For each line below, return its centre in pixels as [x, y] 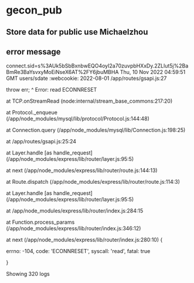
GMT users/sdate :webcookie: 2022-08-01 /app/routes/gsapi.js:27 [86, 78]
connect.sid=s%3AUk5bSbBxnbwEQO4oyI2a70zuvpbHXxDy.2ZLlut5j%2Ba [97, 66]
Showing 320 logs [28, 274]
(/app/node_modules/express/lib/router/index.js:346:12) [74, 228]
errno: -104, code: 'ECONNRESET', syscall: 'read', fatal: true [78, 251]
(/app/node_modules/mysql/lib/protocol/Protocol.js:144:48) [78, 119]
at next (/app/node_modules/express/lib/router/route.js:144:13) [82, 170]
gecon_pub [34, 10]
